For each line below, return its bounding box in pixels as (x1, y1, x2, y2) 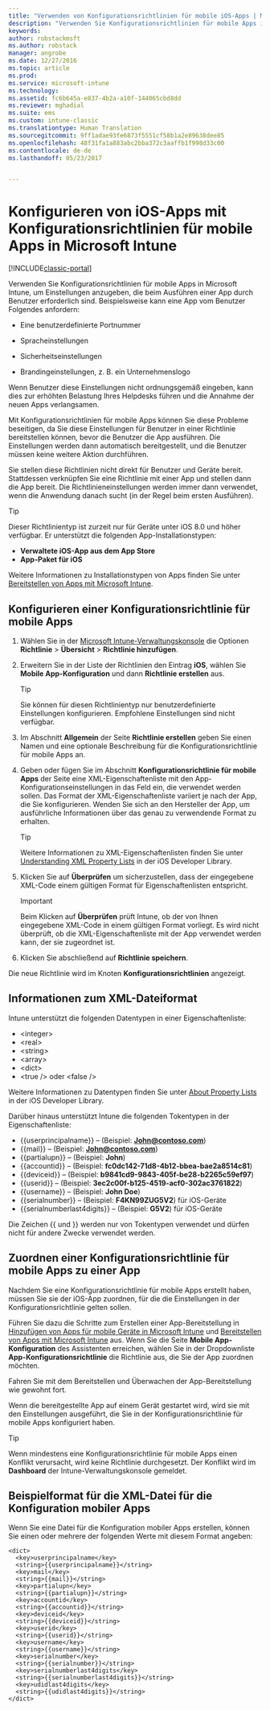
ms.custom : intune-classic (8, 117, 99, 125)
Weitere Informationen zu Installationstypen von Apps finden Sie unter (8, 571, 241, 580)
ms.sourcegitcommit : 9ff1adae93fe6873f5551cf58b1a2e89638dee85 (8, 131, 225, 139)
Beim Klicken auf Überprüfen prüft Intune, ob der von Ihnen (19, 912, 219, 921)
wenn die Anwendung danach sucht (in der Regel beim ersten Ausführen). (8, 491, 254, 501)
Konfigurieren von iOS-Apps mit (8, 203, 227, 221)
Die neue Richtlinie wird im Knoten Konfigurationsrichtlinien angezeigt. (8, 969, 247, 978)
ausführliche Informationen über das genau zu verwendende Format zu (19, 808, 257, 818)
